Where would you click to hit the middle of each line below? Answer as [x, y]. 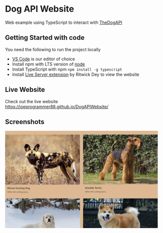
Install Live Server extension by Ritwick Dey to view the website [76, 74]
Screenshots [25, 122]
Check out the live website [32, 101]
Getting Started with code [45, 38]
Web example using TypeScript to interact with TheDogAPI [64, 22]
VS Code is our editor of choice [43, 59]
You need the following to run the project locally [53, 49]
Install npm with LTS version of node [48, 64]
